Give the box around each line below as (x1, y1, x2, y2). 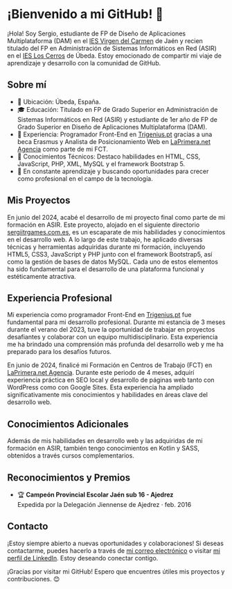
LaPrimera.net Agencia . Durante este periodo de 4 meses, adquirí (7, 369, 195, 377)
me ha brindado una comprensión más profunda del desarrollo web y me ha (7, 340, 224, 348)
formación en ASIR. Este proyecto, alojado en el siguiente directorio (7, 220, 200, 229)
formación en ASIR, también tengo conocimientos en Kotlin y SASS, (7, 444, 199, 453)
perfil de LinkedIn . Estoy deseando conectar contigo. (7, 554, 159, 562)
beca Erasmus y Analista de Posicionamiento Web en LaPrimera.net (17, 137, 211, 145)
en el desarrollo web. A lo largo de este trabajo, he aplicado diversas (7, 235, 203, 243)
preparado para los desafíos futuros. (7, 348, 112, 356)
